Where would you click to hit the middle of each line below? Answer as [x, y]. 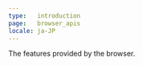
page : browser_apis [45, 23]
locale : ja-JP [32, 31]
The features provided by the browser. [72, 54]
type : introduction [45, 16]
